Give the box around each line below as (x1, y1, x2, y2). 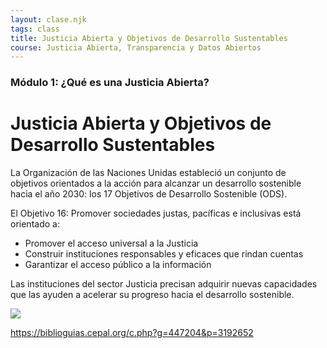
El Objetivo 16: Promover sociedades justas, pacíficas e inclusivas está (10, 207, 302, 220)
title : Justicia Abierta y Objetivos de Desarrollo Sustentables (10, 33, 288, 43)
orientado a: (10, 218, 60, 230)
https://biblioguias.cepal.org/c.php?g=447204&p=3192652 (10, 327, 254, 339)
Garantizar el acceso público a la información (24, 259, 212, 271)
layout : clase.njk (10, 14, 87, 25)
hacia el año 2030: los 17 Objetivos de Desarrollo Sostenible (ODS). (10, 188, 288, 200)
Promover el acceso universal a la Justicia (24, 237, 199, 250)
